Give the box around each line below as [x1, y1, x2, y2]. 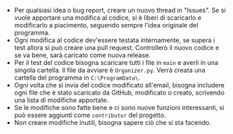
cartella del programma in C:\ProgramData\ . [13, 73, 140, 82]
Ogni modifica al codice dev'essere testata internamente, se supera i [13, 36, 215, 44]
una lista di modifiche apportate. [13, 96, 109, 104]
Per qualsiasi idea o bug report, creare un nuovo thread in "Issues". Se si [13, 6, 227, 14]
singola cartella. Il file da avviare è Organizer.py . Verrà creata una [13, 66, 205, 74]
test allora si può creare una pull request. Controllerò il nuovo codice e [13, 44, 220, 51]
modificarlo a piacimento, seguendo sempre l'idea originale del [13, 21, 198, 29]
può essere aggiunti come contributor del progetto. [13, 111, 166, 119]
